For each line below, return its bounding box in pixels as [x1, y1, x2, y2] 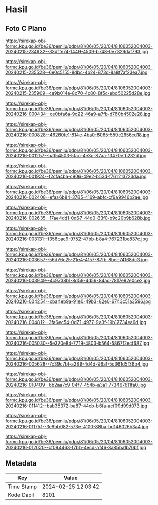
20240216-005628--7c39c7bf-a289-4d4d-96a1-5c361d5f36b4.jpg [5, 361, 148, 367]
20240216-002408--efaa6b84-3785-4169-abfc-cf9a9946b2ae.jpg [5, 194, 148, 200]
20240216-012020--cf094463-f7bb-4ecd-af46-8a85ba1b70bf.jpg [5, 445, 146, 450]
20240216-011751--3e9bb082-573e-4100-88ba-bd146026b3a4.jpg [5, 423, 149, 429]
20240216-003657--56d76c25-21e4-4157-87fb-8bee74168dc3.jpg [5, 257, 148, 262]
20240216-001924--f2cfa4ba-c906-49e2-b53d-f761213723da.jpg [5, 173, 147, 179]
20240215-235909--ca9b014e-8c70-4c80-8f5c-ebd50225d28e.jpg [5, 90, 150, 96]
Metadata [5, 459, 37, 468]
